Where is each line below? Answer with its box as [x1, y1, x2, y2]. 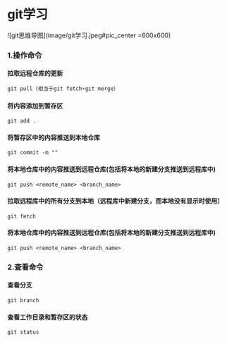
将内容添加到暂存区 [7, 101, 63, 110]
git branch [7, 297, 39, 304]
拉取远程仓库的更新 [7, 69, 63, 77]
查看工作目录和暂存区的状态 [7, 313, 88, 321]
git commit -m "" [7, 149, 59, 156]
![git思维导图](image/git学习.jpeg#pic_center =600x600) [7, 31, 171, 39]
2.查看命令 [7, 262, 44, 272]
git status [7, 329, 39, 336]
